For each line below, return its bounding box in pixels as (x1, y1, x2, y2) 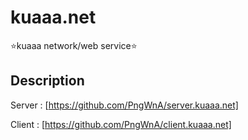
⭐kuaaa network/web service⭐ (10, 39, 138, 51)
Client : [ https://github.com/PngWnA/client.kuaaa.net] (10, 118, 232, 130)
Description (10, 72, 85, 90)
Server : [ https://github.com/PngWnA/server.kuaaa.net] (10, 99, 239, 111)
